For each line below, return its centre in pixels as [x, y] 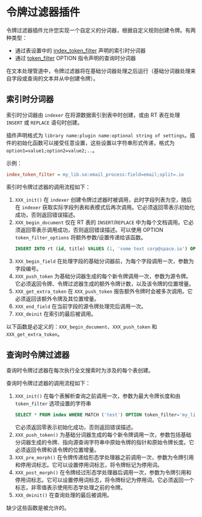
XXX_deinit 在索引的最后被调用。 [56, 313]
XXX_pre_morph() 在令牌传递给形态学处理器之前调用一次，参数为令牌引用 [104, 457]
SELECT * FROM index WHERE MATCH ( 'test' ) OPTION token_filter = [97, 415]
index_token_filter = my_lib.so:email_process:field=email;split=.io [95, 174]
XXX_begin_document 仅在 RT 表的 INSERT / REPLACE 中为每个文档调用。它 [102, 222]
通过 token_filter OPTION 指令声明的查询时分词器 [75, 58]
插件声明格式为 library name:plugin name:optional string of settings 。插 [101, 135]
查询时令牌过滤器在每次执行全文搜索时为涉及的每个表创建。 [80, 371]
